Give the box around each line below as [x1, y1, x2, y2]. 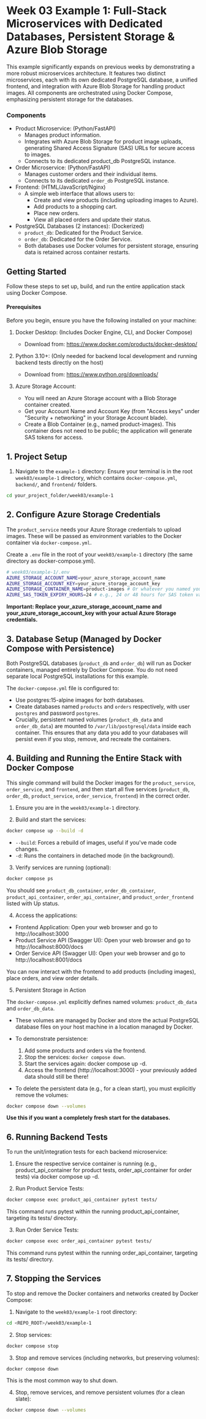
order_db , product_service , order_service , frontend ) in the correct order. [6, 792, 190, 799]
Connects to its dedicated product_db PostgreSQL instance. [24, 158, 176, 165]
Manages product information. [24, 131, 101, 139]
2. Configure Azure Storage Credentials [6, 509, 161, 520]
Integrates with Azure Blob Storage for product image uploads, [24, 138, 183, 145]
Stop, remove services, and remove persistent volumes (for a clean [15, 1389, 185, 1396]
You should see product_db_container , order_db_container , [6, 886, 156, 894]
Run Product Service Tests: [15, 1185, 85, 1192]
